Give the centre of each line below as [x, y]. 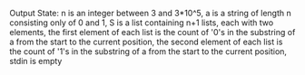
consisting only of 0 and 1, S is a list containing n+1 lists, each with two [142, 23]
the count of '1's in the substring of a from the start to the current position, [148, 52]
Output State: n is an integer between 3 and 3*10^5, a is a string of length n [151, 13]
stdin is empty [36, 61]
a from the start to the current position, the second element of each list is [146, 42]
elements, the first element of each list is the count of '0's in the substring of [152, 32]
